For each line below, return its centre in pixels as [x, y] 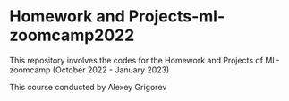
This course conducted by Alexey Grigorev [88, 87]
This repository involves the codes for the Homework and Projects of [136, 60]
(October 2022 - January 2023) [111, 70]
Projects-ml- [177, 17]
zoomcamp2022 [72, 35]
